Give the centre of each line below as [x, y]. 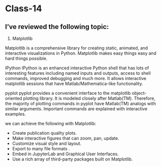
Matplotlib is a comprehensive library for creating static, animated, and [77, 48]
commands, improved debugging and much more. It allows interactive [76, 78]
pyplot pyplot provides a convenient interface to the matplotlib [68, 93]
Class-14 [24, 9]
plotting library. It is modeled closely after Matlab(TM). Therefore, [89, 98]
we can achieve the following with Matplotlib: [51, 124]
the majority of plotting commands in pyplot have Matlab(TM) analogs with [80, 103]
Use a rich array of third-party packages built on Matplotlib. [72, 159]
